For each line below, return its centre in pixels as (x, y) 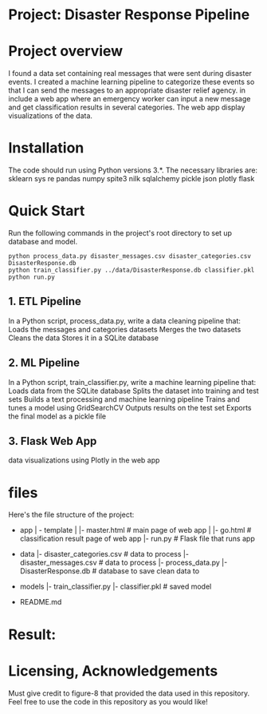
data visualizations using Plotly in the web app (84, 460)
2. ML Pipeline (44, 363)
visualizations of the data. (51, 116)
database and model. (43, 242)
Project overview (66, 52)
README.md (41, 602)
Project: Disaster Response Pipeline (129, 15)
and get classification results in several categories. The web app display (127, 107)
